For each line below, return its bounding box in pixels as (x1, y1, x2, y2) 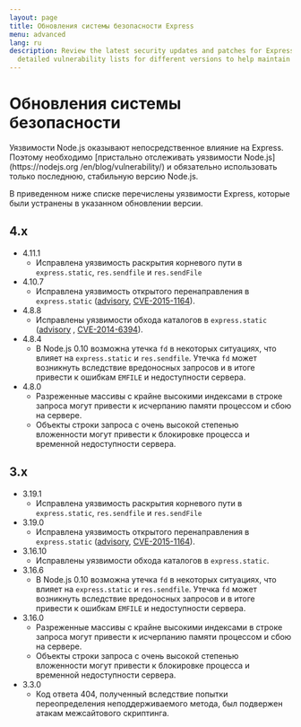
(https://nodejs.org (9, 161, 79, 171)
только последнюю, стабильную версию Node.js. (9, 171, 199, 181)
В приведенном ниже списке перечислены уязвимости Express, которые (9, 188, 290, 198)
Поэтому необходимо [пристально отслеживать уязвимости (9, 152, 243, 162)
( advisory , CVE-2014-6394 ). (35, 324, 143, 335)
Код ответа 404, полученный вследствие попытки (35, 688, 228, 699)
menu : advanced (9, 30, 66, 39)
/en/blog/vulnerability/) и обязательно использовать (80, 161, 278, 171)
